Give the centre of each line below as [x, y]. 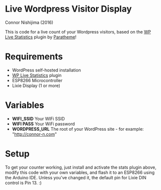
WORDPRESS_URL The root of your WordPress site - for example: [78, 129]
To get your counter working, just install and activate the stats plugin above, [81, 167]
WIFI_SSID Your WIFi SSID [38, 119]
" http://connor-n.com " [34, 134]
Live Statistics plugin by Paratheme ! [41, 37]
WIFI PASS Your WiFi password [43, 124]
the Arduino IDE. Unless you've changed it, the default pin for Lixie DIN [76, 177]
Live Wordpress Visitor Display [68, 9]
